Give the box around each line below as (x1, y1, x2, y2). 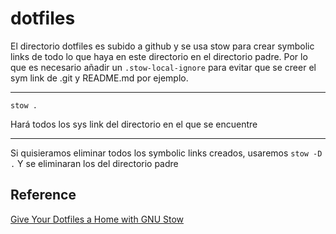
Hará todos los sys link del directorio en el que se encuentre (10, 118, 258, 130)
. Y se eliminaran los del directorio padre (10, 157, 179, 169)
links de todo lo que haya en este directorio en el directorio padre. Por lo (10, 50, 308, 62)
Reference (10, 187, 77, 204)
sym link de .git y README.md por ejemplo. (10, 72, 189, 84)
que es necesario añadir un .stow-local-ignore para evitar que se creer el (10, 61, 317, 73)
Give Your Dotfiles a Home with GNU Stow (10, 213, 185, 225)
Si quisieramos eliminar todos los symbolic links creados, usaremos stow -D (10, 147, 323, 159)
